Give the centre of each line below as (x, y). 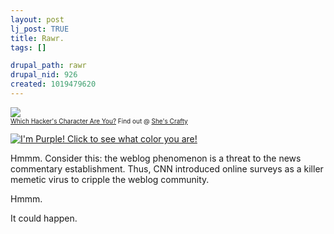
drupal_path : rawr (48, 66)
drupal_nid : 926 (44, 75)
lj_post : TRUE (40, 29)
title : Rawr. (37, 38)
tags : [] (28, 47)
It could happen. (44, 218)
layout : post (37, 19)
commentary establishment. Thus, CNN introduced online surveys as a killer (167, 168)
